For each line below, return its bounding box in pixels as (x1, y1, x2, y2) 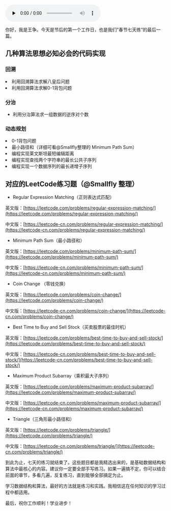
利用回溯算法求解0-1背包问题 (12, 85, 72, 91)
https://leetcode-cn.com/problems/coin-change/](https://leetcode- (24, 308, 166, 314)
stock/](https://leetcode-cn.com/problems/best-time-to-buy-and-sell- (5, 357, 153, 363)
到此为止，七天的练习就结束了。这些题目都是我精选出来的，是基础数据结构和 (5, 460, 166, 466)
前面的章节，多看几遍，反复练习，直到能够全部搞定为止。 (5, 472, 126, 478)
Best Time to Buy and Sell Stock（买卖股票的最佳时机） (12, 324, 129, 330)
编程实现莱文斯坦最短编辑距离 (12, 150, 74, 157)
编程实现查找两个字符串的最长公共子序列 (12, 157, 97, 163)
